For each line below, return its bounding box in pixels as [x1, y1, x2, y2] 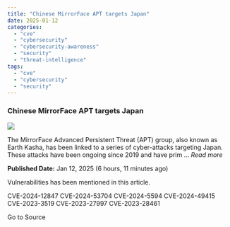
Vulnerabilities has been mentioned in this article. [7, 177, 150, 186]
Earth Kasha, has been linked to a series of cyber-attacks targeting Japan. [7, 143, 224, 151]
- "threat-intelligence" [13, 57, 87, 64]
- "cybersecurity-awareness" [13, 43, 99, 50]
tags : [7, 63, 23, 70]
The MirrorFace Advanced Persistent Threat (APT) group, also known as [7, 135, 218, 144]
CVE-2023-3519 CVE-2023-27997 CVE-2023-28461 [7, 199, 160, 207]
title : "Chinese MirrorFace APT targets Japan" [7, 10, 150, 18]
